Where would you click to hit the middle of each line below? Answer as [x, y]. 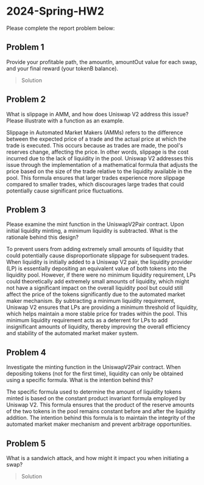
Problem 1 [25, 47]
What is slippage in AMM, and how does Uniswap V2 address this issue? [97, 114]
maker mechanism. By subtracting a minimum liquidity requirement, [91, 301]
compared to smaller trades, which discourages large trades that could [95, 184]
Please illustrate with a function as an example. [65, 121]
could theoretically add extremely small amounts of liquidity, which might [98, 281]
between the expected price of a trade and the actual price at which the [97, 139]
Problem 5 [26, 443]
